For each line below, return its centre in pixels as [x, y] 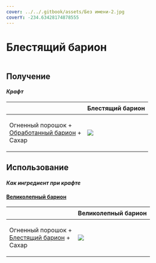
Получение [28, 76]
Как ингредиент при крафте [43, 183]
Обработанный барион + [45, 133]
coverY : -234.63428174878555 [43, 17]
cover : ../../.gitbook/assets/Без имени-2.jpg [65, 12]
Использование [37, 168]
